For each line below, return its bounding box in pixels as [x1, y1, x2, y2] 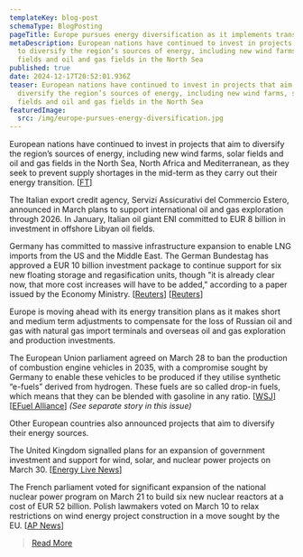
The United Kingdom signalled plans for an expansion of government [9, 445, 266, 456]
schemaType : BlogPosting [9, 22, 103, 31]
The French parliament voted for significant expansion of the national [9, 482, 266, 493]
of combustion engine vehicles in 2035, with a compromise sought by [9, 362, 269, 373]
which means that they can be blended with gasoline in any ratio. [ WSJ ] [9, 391, 277, 402]
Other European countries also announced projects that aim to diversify [9, 418, 275, 429]
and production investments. [9, 335, 115, 346]
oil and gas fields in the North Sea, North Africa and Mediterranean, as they [9, 158, 290, 169]
